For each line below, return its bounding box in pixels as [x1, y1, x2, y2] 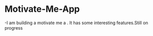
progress [4, 25, 23, 31]
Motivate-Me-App [4, 3, 80, 15]
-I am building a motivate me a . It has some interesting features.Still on [4, 20, 148, 26]
